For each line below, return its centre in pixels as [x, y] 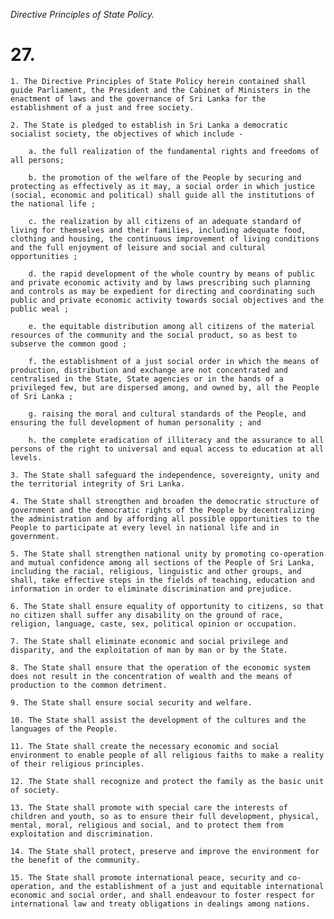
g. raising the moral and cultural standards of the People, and [167, 414]
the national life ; [53, 204]
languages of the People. [64, 729]
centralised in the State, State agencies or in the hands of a [147, 379]
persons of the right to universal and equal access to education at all [167, 449]
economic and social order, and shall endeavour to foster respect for [162, 895]
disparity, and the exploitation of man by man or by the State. [149, 650]
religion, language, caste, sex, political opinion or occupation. [154, 624]
